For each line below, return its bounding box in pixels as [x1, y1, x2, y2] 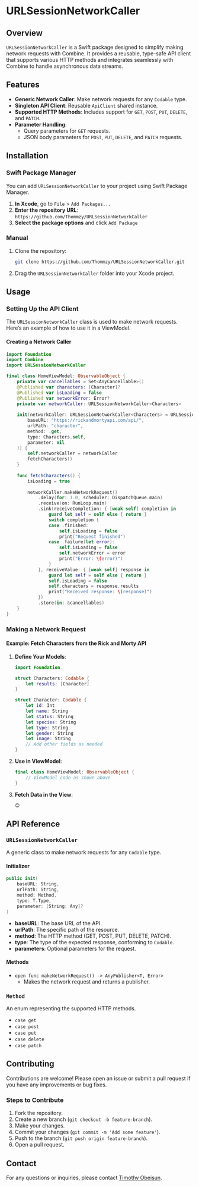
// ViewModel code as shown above [25, 775, 111, 781]
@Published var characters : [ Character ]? [17, 384, 120, 390]
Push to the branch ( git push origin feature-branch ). [14, 1135, 148, 1142]
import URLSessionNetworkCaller [6, 362, 86, 368]
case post [14, 1024, 40, 1030]
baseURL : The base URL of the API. [14, 919, 102, 926]
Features [6, 80, 40, 90]
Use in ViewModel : [14, 757, 62, 765]
